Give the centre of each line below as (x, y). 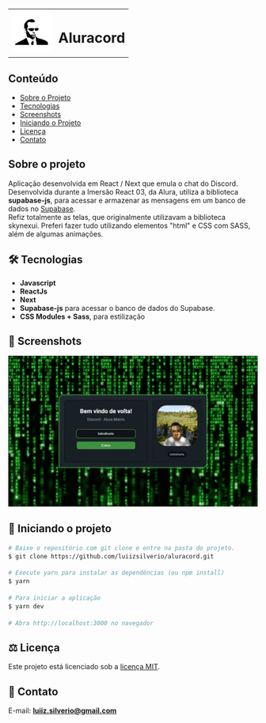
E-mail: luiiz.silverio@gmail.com (63, 711)
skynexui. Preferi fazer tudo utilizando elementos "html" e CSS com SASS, (129, 225)
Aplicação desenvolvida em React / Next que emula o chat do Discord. (123, 184)
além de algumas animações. (56, 233)
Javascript (38, 282)
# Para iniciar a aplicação (55, 598)
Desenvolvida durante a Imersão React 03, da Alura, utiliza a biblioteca (123, 191)
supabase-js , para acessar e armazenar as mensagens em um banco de (127, 200)
